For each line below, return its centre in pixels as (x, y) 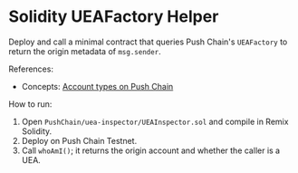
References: (31, 69)
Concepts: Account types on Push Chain (97, 86)
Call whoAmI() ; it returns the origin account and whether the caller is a (151, 150)
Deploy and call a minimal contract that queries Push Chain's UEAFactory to (148, 42)
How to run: (30, 104)
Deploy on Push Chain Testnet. (79, 140)
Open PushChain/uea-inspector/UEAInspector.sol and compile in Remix (155, 121)
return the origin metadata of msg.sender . (85, 51)
